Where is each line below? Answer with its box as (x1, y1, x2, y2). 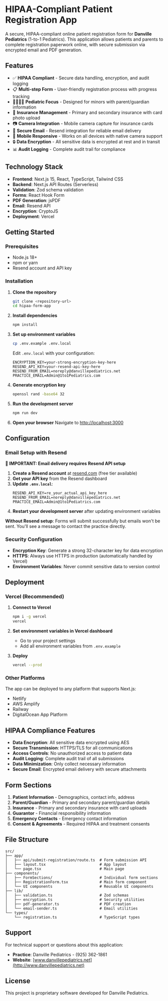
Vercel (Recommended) (5, 593, 64, 600)
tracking (12, 93, 30, 99)
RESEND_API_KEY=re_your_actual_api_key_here (12, 491, 107, 496)
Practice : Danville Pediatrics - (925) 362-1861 (12, 951, 108, 957)
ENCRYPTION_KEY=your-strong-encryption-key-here (12, 360, 116, 365)
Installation (5, 278, 34, 285)
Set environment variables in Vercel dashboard (12, 628, 113, 634)
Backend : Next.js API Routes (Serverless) (12, 181, 99, 187)
